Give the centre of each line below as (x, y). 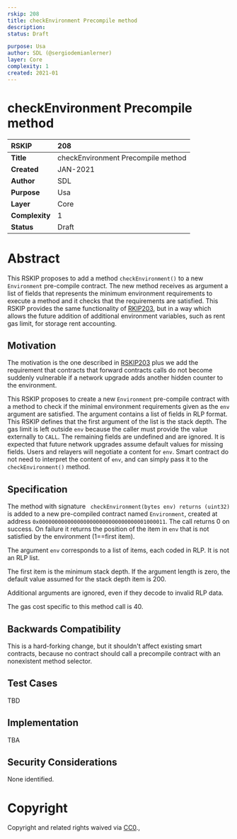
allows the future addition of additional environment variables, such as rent (116, 316)
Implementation (43, 723)
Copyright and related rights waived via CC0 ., (74, 828)
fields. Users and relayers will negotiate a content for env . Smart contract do (118, 452)
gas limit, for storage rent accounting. (62, 323)
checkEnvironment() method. (49, 467)
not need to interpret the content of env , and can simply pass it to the (108, 459)
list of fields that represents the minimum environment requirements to (110, 293)
